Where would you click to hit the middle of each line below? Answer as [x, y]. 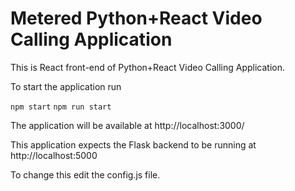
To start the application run [66, 86]
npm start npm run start [61, 107]
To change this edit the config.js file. [85, 174]
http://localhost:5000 [54, 155]
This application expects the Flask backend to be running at [133, 144]
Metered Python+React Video [136, 18]
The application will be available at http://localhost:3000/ [127, 125]
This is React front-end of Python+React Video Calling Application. [148, 67]
